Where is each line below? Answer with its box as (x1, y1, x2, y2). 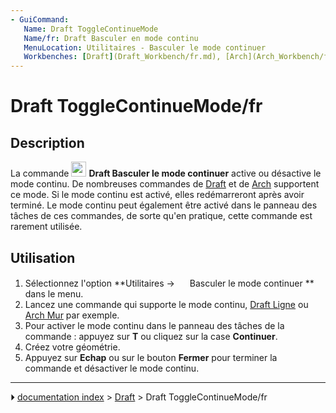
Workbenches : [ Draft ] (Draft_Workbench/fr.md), (23, 52, 222, 62)
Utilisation (10, 249, 76, 266)
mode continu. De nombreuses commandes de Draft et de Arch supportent (10, 178, 320, 190)
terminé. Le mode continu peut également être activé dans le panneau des (10, 199, 318, 211)
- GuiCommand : (10, 14, 70, 25)
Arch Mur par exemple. (24, 309, 120, 321)
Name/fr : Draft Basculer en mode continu (23, 33, 199, 43)
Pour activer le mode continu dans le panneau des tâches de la (24, 319, 285, 331)
